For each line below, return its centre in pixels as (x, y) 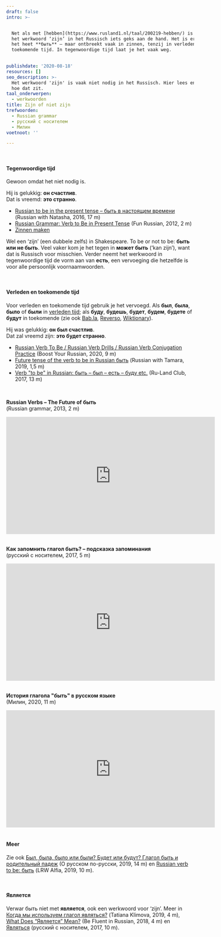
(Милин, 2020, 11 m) (31, 702)
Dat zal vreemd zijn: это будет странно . (56, 336)
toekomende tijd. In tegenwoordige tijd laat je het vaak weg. (91, 50)
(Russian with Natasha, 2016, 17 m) (57, 217)
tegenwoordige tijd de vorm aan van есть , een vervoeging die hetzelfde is (97, 260)
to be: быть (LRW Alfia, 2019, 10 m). (50, 870)
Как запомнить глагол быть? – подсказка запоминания (79, 549)
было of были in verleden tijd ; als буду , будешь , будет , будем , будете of (99, 312)
